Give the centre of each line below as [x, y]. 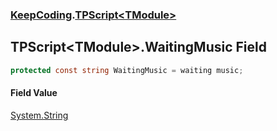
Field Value [34, 93]
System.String [39, 115]
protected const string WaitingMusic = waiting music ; [127, 70]
